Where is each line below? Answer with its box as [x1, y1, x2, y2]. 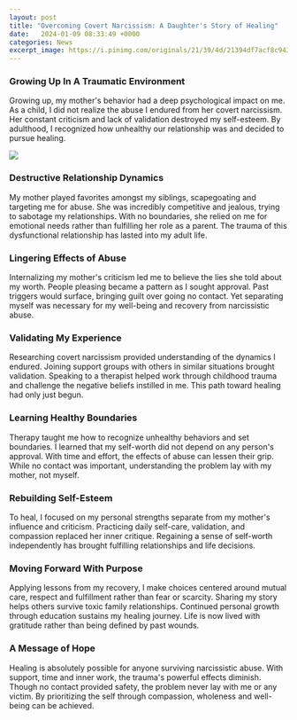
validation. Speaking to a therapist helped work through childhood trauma [9, 371, 278, 381]
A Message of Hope [9, 642, 95, 654]
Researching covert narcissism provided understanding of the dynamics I [9, 352, 276, 363]
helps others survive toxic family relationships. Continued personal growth [9, 601, 280, 612]
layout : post [9, 12, 57, 22]
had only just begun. [9, 389, 84, 400]
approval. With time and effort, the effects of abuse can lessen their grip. [9, 450, 274, 461]
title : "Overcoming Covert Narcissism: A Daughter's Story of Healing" [9, 21, 278, 30]
